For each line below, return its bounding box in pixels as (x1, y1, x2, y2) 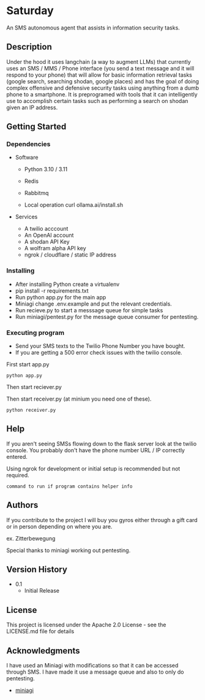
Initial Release (24, 587, 60, 594)
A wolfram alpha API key (24, 245, 87, 252)
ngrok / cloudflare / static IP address (24, 251, 117, 258)
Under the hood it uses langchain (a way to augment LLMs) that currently (6, 58, 191, 65)
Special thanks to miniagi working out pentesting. (6, 547, 131, 554)
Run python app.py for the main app (15, 293, 106, 301)
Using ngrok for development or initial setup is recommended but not (6, 464, 181, 472)
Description (6, 42, 52, 52)
